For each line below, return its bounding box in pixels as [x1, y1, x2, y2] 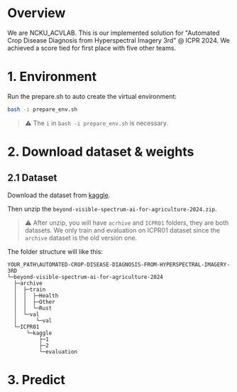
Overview [7, 5, 66, 21]
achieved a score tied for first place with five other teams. [7, 43, 176, 52]
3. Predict [7, 371, 66, 388]
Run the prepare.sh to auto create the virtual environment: [7, 92, 177, 100]
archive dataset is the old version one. [24, 233, 138, 242]
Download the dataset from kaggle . [7, 191, 111, 199]
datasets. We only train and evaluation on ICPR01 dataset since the [24, 226, 221, 234]
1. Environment [7, 69, 97, 85]
